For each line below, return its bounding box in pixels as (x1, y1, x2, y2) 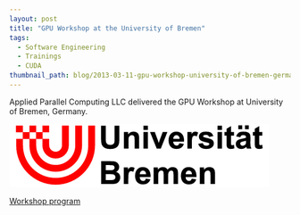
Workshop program (9, 195, 81, 206)
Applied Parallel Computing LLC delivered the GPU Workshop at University (9, 96, 284, 107)
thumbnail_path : (9, 71, 70, 80)
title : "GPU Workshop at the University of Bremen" (9, 23, 205, 33)
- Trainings (17, 52, 62, 62)
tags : (9, 33, 29, 42)
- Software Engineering (17, 43, 105, 52)
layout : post (9, 14, 58, 23)
